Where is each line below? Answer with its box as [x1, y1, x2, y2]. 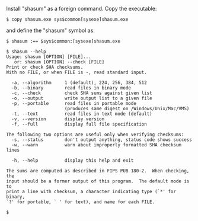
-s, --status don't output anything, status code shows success [11, 137, 193, 143]
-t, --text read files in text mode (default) [11, 111, 152, 117]
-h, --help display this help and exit [11, 158, 134, 164]
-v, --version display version [11, 116, 105, 122]
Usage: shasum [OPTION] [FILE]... [6, 54, 92, 60]
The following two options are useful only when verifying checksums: [6, 132, 184, 137]
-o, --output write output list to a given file [11, 95, 152, 101]
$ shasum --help [6, 49, 46, 55]
